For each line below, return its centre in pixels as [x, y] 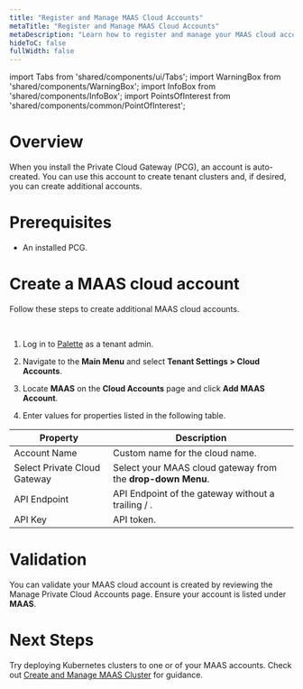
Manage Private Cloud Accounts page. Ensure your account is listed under [148, 594]
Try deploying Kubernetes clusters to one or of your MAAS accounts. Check [151, 665]
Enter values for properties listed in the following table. [124, 415]
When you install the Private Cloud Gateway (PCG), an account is [130, 167]
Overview [46, 142]
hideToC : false [38, 43]
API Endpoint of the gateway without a [193, 493]
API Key [30, 519]
